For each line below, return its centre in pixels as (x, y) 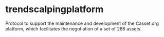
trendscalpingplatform (54, 9)
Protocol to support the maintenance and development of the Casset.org (82, 23)
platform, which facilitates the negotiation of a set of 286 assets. (74, 28)
